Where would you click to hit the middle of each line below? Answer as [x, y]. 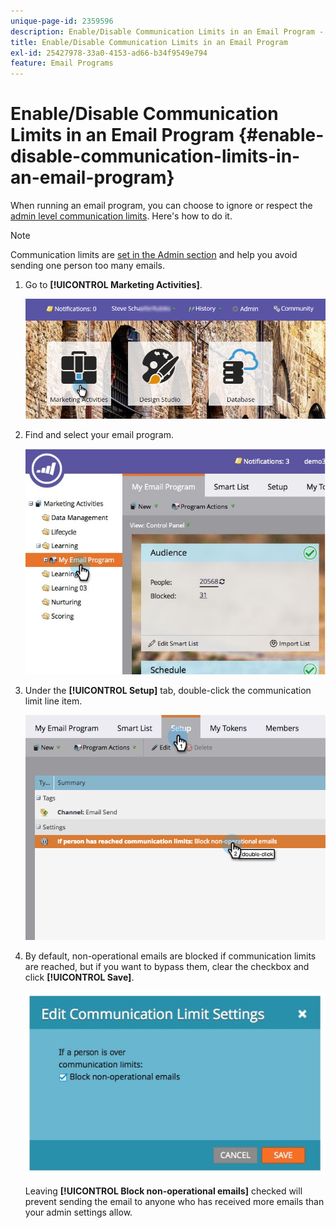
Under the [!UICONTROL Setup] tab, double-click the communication [168, 690]
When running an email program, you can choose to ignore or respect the [161, 206]
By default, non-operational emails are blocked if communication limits [170, 956]
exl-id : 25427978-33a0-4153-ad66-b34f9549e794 [109, 53]
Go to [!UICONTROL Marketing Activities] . [113, 285]
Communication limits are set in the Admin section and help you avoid [154, 255]
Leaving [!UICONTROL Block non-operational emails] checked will [163, 1191]
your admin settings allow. [78, 1212]
